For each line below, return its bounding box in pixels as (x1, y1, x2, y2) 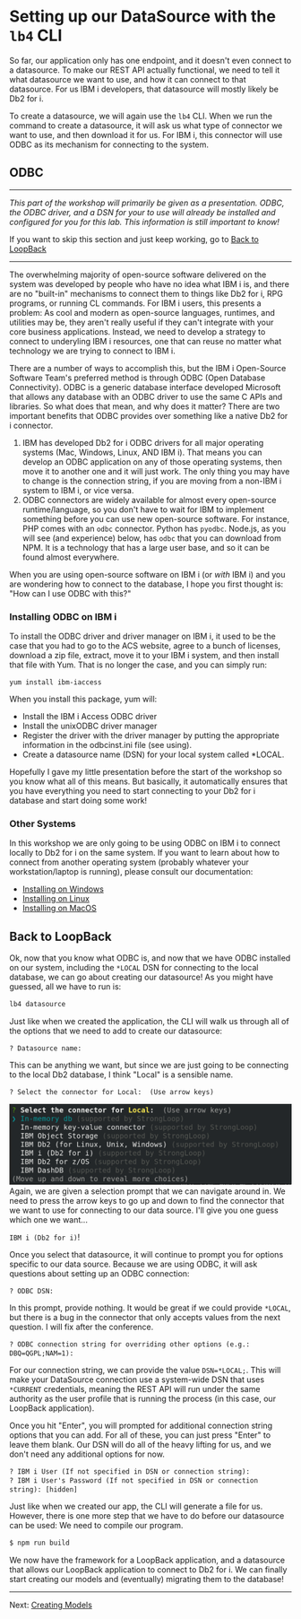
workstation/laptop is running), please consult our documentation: (9, 866, 254, 877)
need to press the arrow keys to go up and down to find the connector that (9, 1196, 285, 1206)
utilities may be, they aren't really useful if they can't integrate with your (9, 317, 274, 327)
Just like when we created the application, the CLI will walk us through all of (9, 1016, 289, 1027)
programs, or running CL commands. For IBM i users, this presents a (9, 298, 262, 309)
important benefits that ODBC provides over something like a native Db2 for (9, 410, 288, 421)
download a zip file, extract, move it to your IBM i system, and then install (9, 650, 279, 661)
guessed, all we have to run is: (9, 981, 122, 992)
